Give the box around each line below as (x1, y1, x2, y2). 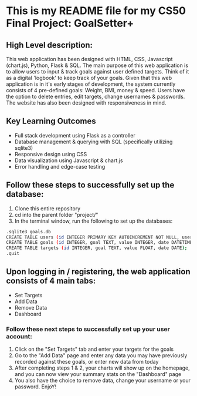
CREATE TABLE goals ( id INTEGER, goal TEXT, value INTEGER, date (6, 240, 169, 246)
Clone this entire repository (14, 204, 81, 212)
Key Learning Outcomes (6, 116, 96, 126)
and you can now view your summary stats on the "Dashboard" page (14, 371, 182, 378)
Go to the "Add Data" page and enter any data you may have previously (14, 352, 188, 359)
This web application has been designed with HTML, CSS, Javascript (6, 56, 173, 62)
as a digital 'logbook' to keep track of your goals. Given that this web (6, 75, 172, 81)
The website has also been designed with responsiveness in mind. (6, 99, 167, 106)
